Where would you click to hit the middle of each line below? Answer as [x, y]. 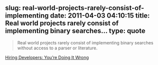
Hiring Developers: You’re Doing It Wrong [47, 57]
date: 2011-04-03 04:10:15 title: [100, 16]
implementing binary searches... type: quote [75, 31]
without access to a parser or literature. [57, 48]
